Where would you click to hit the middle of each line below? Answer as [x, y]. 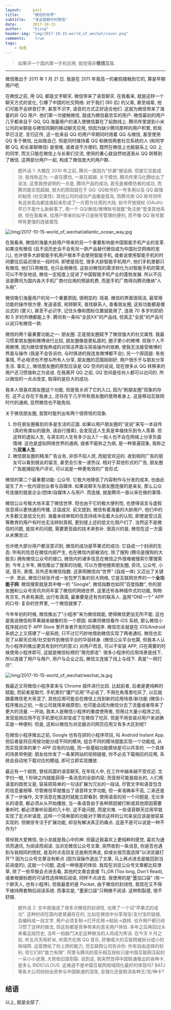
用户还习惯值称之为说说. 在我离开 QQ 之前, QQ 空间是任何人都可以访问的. [82, 372]
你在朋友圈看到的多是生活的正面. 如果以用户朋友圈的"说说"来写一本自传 [87, 424]
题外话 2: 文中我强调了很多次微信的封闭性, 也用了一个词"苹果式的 [86, 907]
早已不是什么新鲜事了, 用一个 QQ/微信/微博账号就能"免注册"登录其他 [89, 209]
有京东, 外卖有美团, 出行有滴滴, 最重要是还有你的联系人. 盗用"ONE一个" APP [85, 597]
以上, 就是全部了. [23, 1002]
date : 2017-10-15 [31, 24]
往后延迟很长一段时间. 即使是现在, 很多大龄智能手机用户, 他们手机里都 [87, 261]
